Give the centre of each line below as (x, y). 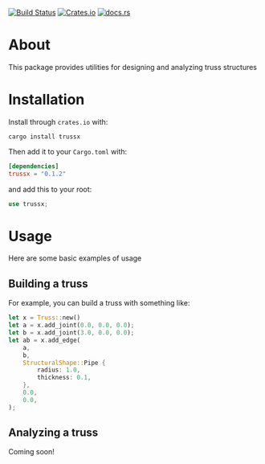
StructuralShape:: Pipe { (64, 363)
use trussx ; (28, 204)
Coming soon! (31, 452)
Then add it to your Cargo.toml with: (68, 151)
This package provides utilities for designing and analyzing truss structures (132, 67)
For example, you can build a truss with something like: (99, 303)
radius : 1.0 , (59, 370)
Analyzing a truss (53, 433)
